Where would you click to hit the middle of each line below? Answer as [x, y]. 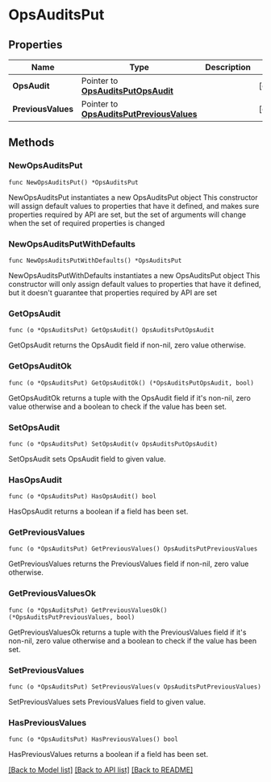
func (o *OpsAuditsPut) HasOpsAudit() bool [83, 497]
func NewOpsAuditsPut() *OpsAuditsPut [73, 182]
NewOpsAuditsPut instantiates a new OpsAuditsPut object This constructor [133, 197]
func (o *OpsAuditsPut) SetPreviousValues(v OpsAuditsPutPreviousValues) [135, 687]
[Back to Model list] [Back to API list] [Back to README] [101, 770]
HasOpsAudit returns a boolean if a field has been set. [98, 512]
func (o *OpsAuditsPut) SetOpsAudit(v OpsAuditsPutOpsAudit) [113, 444]
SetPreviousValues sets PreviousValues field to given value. [107, 702]
